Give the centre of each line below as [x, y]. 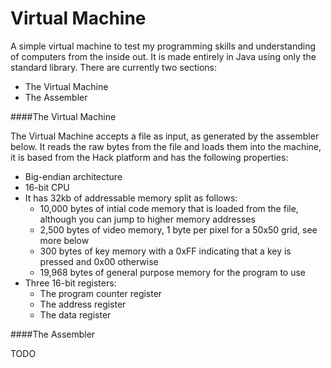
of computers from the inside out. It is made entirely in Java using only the [163, 56]
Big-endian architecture [73, 176]
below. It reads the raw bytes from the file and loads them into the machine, [166, 146]
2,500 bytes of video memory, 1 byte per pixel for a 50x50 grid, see [178, 229]
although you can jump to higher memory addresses [147, 219]
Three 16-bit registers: [70, 283]
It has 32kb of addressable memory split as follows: [131, 198]
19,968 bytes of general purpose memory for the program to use [173, 272]
